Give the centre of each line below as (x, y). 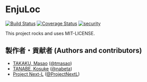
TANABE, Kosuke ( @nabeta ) (43, 69)
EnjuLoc (23, 9)
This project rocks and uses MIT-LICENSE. (50, 33)
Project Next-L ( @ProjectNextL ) (46, 74)
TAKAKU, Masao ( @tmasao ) (42, 63)
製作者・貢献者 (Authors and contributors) (74, 51)
